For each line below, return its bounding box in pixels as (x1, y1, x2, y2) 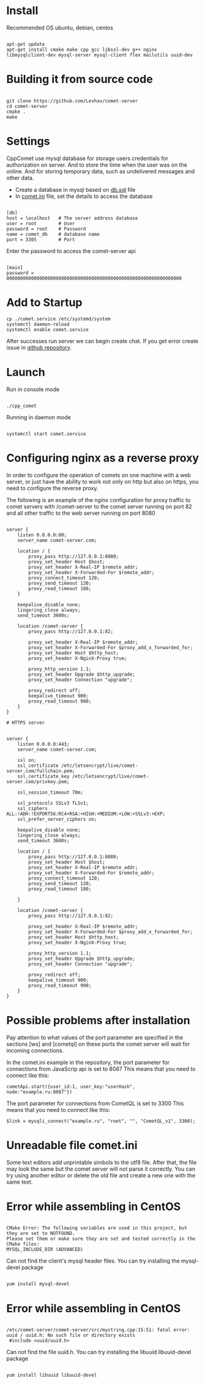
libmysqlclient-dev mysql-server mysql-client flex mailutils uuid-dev (6, 51, 193, 58)
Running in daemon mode (6, 413, 72, 420)
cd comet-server (6, 103, 48, 109)
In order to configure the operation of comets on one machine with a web (6, 471, 192, 479)
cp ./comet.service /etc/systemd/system (6, 316, 111, 322)
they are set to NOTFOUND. (6, 1230, 75, 1237)
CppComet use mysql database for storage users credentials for (6, 154, 168, 162)
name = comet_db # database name (6, 231, 100, 237)
